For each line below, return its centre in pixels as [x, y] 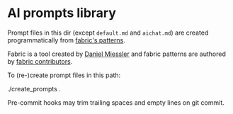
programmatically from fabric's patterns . [67, 40]
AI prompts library [62, 13]
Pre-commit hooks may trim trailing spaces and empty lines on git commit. [116, 102]
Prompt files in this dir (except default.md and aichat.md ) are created [108, 33]
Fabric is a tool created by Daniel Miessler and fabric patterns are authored [117, 54]
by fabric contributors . [40, 61]
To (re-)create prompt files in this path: [64, 75]
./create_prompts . [34, 89]
